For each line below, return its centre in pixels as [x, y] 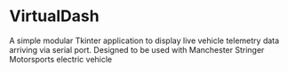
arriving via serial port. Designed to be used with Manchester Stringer [137, 49]
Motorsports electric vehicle [61, 59]
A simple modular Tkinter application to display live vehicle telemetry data [144, 40]
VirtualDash [54, 16]
